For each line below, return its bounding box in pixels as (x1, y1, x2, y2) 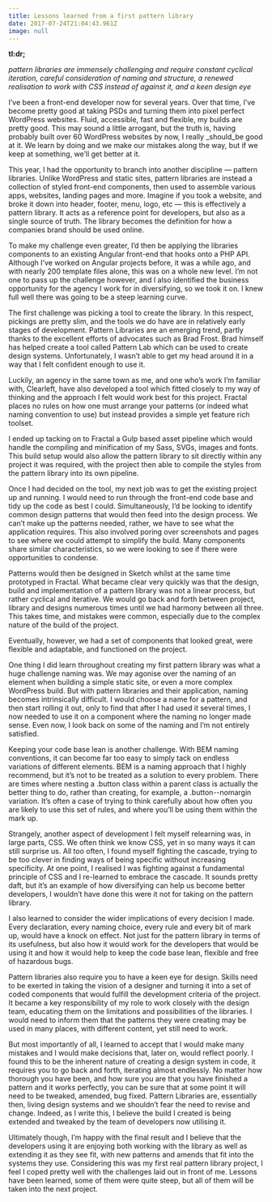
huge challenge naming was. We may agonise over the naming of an (8, 669, 236, 678)
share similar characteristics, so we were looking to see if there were (8, 544, 238, 554)
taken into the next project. (8, 1184, 99, 1194)
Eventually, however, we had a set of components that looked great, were (8, 636, 253, 646)
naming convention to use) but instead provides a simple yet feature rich (8, 410, 250, 419)
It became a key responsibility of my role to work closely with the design (8, 998, 249, 1008)
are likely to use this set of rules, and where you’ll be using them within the (8, 805, 257, 814)
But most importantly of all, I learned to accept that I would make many (8, 1039, 244, 1049)
